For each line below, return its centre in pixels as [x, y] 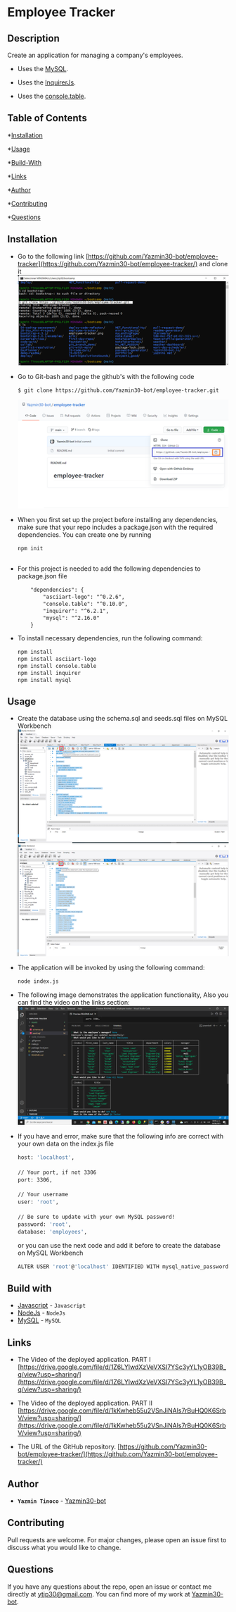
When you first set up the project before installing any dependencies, [118, 519]
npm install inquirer [49, 673]
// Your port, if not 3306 [57, 1172]
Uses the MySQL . [43, 69]
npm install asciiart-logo [57, 659]
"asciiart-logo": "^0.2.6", [84, 597]
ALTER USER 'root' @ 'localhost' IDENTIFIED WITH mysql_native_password [123, 1266]
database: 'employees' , [52, 1232]
